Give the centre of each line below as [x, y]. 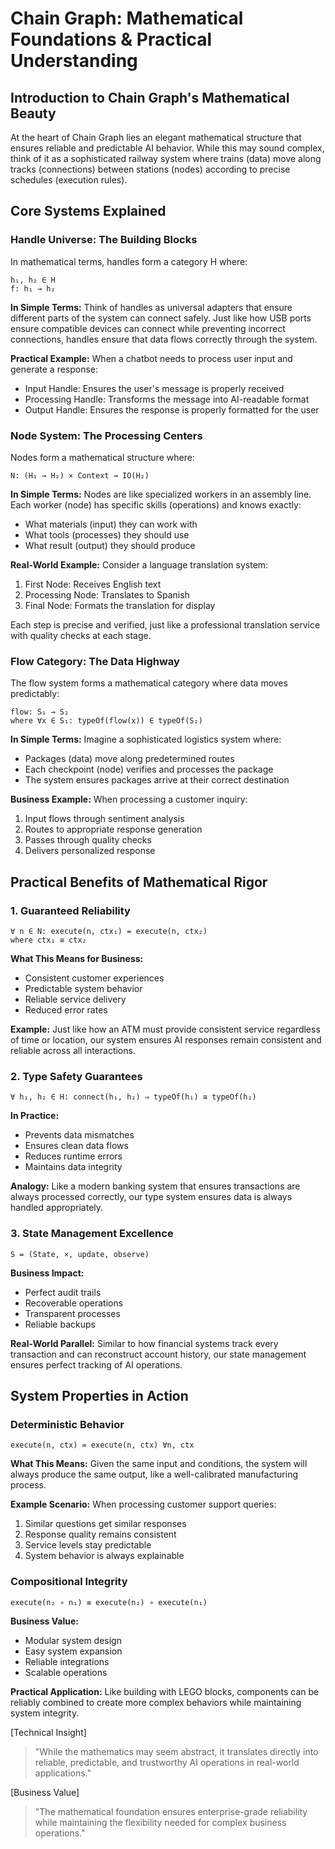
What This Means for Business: [77, 958]
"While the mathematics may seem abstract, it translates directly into [176, 1751]
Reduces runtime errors [73, 1156]
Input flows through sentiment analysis [104, 819]
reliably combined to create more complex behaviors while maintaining [156, 1702]
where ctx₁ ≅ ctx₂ [48, 940]
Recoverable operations [74, 1303]
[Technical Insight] [48, 1732]
